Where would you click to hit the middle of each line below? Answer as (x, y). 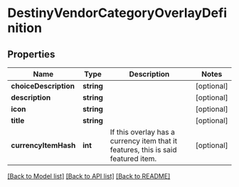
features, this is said (143, 150)
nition (25, 28)
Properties (31, 54)
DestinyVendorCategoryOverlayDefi (117, 13)
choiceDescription (43, 86)
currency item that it (144, 141)
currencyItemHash (43, 145)
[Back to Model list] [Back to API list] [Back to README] (89, 176)
